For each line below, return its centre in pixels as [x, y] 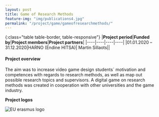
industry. [14, 91]
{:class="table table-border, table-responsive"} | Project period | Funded [77, 37]
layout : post [18, 10]
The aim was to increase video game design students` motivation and [75, 70]
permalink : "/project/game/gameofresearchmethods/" [59, 23]
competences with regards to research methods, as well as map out [74, 75]
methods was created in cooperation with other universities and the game [80, 85]
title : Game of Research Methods [39, 14]
